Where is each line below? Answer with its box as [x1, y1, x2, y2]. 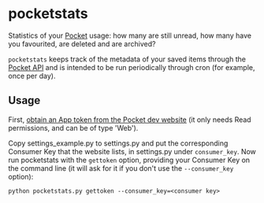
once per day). [8, 71, 56, 80]
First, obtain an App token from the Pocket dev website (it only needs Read [8, 115, 251, 124]
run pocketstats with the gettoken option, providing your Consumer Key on [8, 155, 251, 164]
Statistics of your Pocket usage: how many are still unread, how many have [8, 31, 252, 40]
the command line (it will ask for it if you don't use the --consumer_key [8, 163, 234, 173]
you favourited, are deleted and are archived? [8, 39, 156, 48]
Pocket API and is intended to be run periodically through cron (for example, [8, 62, 255, 72]
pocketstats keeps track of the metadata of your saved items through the [8, 54, 247, 64]
